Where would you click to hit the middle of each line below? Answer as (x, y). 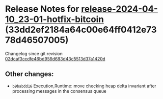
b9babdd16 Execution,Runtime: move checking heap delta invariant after (84, 86)
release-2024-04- (119, 9)
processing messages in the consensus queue (59, 91)
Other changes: (29, 74)
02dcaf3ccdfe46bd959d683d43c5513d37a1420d (55, 59)
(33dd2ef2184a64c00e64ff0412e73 (81, 30)
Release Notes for (42, 9)
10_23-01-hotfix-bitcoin (54, 19)
